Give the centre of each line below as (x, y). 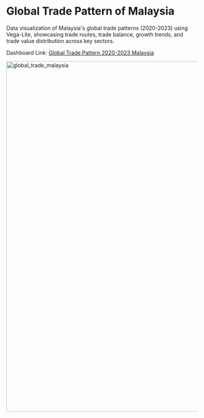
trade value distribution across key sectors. (60, 41)
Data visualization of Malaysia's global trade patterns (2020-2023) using (97, 28)
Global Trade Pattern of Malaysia (90, 11)
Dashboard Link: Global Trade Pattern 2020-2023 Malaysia (80, 52)
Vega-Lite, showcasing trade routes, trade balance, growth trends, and (95, 34)
